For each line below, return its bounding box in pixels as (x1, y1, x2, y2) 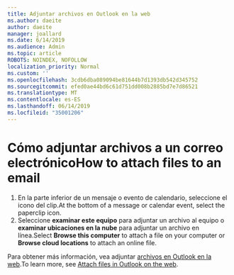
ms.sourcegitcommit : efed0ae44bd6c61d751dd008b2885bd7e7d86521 (7, 83, 199, 90)
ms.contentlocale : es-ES (7, 96, 81, 103)
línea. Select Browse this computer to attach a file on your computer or (17, 231, 225, 240)
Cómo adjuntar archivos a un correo (7, 140, 223, 156)
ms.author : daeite (7, 17, 62, 24)
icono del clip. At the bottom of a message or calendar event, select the (17, 201, 225, 209)
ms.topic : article (7, 50, 62, 57)
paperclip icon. (17, 208, 62, 217)
